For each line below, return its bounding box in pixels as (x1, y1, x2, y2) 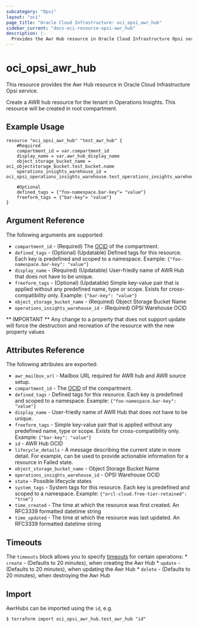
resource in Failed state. (14, 459, 74, 466)
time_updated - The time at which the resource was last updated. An (14, 514, 180, 521)
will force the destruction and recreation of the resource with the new (6, 322, 175, 329)
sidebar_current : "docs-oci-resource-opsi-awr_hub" (6, 25, 136, 31)
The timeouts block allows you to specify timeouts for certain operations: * (6, 553, 187, 560)
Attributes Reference (6, 345, 85, 355)
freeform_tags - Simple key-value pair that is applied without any (14, 421, 173, 428)
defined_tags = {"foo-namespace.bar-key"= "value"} (16, 189, 146, 195)
